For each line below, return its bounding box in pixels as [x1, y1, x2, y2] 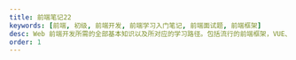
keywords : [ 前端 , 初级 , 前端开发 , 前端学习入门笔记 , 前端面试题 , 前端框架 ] [9, 21, 261, 30]
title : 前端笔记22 [9, 12, 73, 22]
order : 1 [9, 37, 42, 47]
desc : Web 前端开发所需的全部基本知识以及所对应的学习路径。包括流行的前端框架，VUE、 [9, 29, 292, 38]
